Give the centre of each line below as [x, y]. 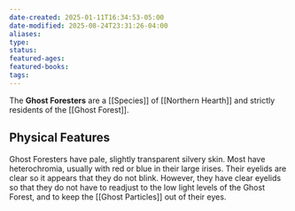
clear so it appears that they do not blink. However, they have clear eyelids [145, 177]
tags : [19, 75]
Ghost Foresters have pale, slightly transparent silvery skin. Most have [137, 159]
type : [19, 42]
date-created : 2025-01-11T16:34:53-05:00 [87, 17]
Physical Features [60, 138]
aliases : [25, 34]
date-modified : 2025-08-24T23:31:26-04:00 [89, 26]
